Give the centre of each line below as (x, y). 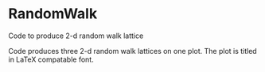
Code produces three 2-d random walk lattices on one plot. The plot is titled (132, 51)
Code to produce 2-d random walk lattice (76, 36)
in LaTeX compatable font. (51, 59)
